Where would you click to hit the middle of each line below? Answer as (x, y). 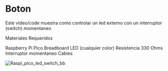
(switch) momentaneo (28, 28)
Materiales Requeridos (29, 38)
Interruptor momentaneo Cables (39, 53)
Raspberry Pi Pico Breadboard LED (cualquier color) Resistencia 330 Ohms (84, 48)
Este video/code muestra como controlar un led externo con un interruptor (84, 23)
